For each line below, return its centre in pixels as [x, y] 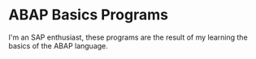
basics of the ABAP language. [58, 45]
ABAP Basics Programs [89, 15]
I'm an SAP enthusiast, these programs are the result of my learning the [128, 37]
